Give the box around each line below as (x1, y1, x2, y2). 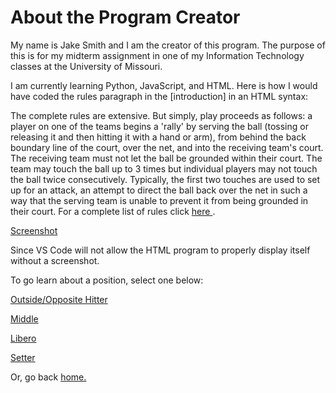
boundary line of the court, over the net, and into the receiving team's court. (10, 141, 324, 153)
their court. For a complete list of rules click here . (10, 205, 216, 217)
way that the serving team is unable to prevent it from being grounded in (10, 194, 309, 206)
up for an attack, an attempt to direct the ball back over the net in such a (10, 184, 308, 196)
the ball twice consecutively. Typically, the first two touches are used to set (10, 173, 321, 185)
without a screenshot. (10, 254, 100, 266)
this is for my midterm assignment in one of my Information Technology (10, 49, 305, 61)
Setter (10, 351, 36, 363)
